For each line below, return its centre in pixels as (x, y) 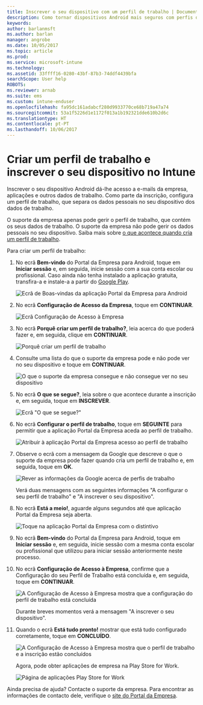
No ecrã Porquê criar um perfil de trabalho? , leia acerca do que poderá (105, 328)
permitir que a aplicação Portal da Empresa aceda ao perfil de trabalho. (104, 430)
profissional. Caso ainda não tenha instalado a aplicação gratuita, (97, 275)
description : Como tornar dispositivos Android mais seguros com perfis (100, 17)
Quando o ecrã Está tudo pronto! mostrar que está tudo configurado (101, 629)
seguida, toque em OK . (44, 466)
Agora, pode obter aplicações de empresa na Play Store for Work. (97, 665)
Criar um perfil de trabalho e (79, 160)
